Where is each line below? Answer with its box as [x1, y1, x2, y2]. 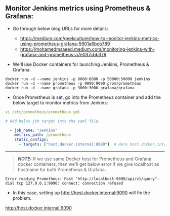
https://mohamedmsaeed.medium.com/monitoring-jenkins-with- [20, 46, 155, 52]
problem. [12, 195, 32, 201]
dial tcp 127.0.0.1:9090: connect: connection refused [5, 181, 123, 186]
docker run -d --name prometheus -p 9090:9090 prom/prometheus [5, 81, 142, 86]
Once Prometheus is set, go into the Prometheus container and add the [12, 94, 161, 100]
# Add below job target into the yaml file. [5, 119, 101, 124]
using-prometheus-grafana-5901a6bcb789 [20, 41, 110, 47]
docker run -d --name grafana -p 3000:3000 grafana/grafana [5, 85, 135, 90]
